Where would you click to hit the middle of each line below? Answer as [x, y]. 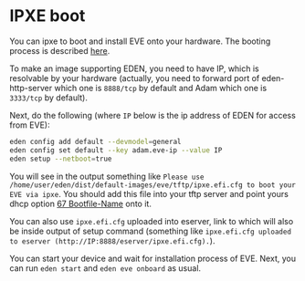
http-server [31, 88]
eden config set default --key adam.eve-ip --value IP [116, 150]
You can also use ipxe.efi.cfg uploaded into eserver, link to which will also [152, 221]
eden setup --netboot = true [61, 159]
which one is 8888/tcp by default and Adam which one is [161, 88]
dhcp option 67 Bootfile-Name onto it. [81, 203]
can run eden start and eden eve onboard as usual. [105, 268]
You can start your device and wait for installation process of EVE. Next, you [153, 258]
